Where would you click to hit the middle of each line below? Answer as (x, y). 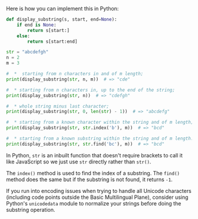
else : (24, 36)
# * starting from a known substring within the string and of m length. (100, 139)
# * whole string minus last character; (58, 106)
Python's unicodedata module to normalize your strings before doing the (94, 203)
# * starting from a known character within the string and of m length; (100, 123)
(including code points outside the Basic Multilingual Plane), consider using (97, 197)
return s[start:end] (52, 41)
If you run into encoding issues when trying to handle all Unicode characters (99, 191)
